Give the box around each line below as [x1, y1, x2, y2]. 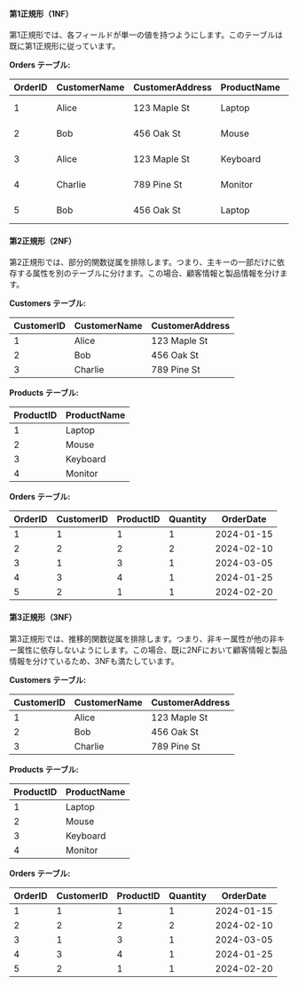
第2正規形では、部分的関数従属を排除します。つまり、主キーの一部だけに [9, 257, 278, 268]
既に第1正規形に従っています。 [9, 41, 121, 52]
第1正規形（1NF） [9, 8, 74, 19]
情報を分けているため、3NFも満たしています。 [9, 655, 179, 666]
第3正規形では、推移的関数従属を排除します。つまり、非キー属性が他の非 [9, 633, 278, 644]
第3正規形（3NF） [9, 612, 77, 622]
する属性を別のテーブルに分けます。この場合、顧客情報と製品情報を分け [16, 268, 280, 279]
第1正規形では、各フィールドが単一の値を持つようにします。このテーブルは [9, 29, 284, 40]
